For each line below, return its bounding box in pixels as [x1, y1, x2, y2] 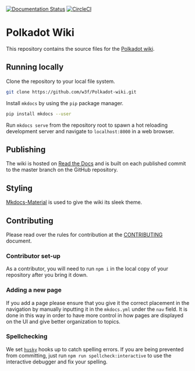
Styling [6, 183, 33, 193]
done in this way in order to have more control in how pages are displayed [6, 311, 183, 318]
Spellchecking [6, 332, 48, 341]
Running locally [6, 62, 64, 72]
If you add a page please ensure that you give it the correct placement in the [6, 299, 190, 306]
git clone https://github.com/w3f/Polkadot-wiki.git [6, 89, 137, 95]
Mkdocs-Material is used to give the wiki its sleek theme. [6, 199, 143, 206]
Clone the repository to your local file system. [6, 78, 115, 85]
